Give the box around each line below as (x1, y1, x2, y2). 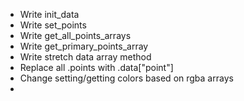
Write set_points (19, 19, 87, 31)
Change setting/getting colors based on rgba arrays (19, 72, 234, 84)
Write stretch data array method (19, 51, 152, 63)
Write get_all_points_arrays (19, 30, 132, 41)
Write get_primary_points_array (19, 40, 149, 52)
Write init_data (19, 9, 80, 20)
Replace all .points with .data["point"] (19, 62, 174, 73)
